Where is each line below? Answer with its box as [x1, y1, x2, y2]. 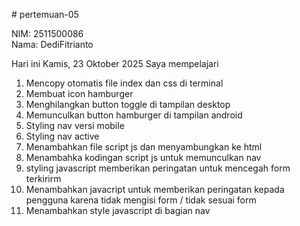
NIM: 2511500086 [11, 28, 84, 39]
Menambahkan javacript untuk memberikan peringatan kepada [25, 184, 285, 195]
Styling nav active [25, 130, 100, 142]
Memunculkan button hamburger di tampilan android [25, 109, 243, 121]
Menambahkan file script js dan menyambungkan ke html [25, 141, 263, 153]
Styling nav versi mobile [25, 120, 125, 131]
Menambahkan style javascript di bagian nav [25, 205, 211, 216]
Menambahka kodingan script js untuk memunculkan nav [25, 152, 262, 163]
